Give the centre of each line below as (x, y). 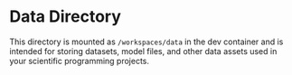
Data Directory (66, 17)
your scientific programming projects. (80, 61)
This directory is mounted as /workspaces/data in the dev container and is (146, 42)
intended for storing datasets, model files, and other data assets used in (143, 51)
